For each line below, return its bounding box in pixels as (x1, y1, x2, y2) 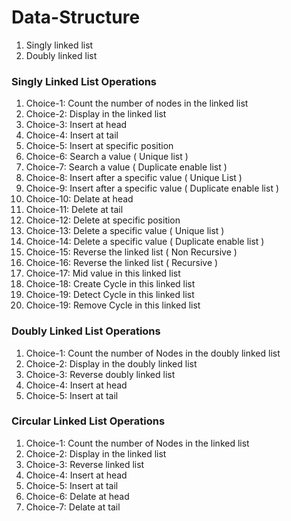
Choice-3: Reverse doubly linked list (25, 368, 176, 380)
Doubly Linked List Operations (11, 324, 161, 338)
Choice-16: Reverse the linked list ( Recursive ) (25, 257, 219, 269)
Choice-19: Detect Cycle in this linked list (25, 289, 195, 301)
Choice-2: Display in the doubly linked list (25, 357, 198, 370)
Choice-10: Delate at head (25, 193, 134, 205)
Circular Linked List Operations (11, 414, 166, 428)
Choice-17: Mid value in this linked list (25, 267, 181, 280)
